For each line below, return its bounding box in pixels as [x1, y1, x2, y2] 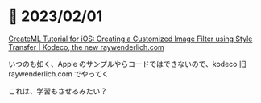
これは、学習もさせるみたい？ [8, 86, 107, 96]
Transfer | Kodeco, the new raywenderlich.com [8, 42, 165, 51]
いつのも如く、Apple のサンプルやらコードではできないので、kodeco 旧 [8, 59, 247, 68]
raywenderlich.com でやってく [8, 68, 110, 79]
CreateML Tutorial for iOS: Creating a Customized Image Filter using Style [8, 34, 253, 43]
